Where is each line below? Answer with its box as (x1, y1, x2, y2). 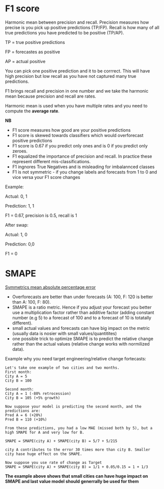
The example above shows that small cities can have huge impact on (5, 473, 148, 479)
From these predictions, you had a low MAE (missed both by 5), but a (5, 425, 153, 430)
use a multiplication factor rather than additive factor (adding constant (12, 309, 155, 315)
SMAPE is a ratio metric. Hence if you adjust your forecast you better (12, 304, 152, 310)
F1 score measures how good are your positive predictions (12, 127, 131, 133)
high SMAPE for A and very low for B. (5, 430, 84, 435)
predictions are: (5, 408, 41, 413)
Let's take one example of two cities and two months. (5, 365, 120, 370)
